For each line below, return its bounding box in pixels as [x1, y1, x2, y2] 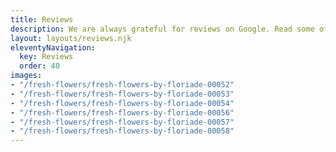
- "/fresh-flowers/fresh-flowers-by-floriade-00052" [10, 80, 235, 90]
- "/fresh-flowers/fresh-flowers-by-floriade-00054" [10, 98, 235, 108]
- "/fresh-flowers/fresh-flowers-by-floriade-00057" [10, 117, 235, 127]
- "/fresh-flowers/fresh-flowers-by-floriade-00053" [10, 89, 235, 99]
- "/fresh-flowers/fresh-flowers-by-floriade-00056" [10, 107, 235, 118]
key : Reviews [19, 52, 74, 62]
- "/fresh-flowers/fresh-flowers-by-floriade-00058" [10, 126, 235, 136]
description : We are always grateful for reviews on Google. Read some [10, 24, 315, 34]
